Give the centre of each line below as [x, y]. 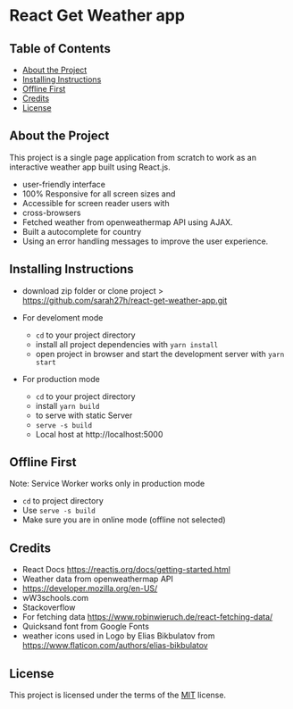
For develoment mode [63, 317]
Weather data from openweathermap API [98, 579]
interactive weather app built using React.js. [90, 167]
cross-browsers [51, 213]
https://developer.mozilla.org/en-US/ [90, 588]
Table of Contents [60, 49]
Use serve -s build [59, 511]
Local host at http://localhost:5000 [99, 434]
